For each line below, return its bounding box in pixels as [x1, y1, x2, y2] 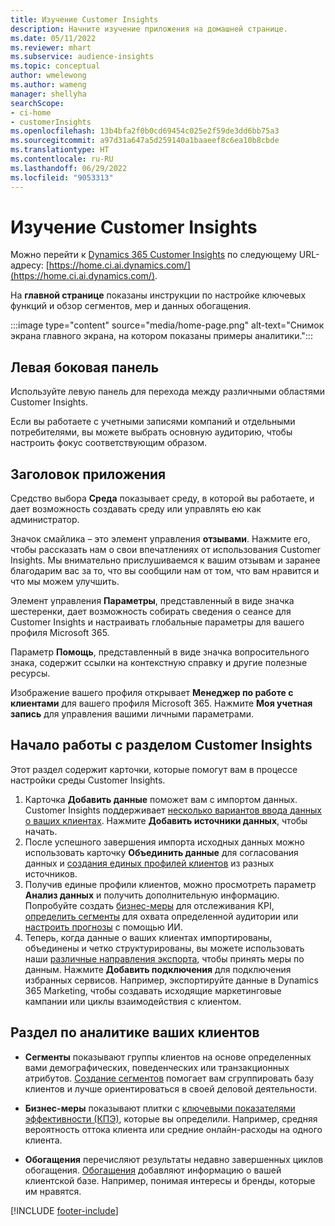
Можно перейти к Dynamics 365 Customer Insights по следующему [10, 249, 297, 261]
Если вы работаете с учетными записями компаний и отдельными [10, 416, 296, 428]
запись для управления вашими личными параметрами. [10, 708, 255, 720]
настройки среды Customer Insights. [10, 774, 166, 786]
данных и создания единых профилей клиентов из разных [24, 857, 275, 869]
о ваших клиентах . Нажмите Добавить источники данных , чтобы [24, 814, 308, 826]
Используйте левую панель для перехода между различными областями [10, 386, 326, 398]
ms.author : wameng [10, 80, 87, 90]
